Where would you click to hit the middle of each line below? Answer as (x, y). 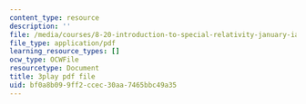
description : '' (40, 26)
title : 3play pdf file (52, 77)
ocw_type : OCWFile (44, 60)
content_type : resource (55, 18)
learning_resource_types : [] (65, 52)
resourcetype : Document (55, 69)
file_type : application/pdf (63, 43)
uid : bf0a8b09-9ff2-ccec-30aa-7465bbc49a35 (93, 85)
